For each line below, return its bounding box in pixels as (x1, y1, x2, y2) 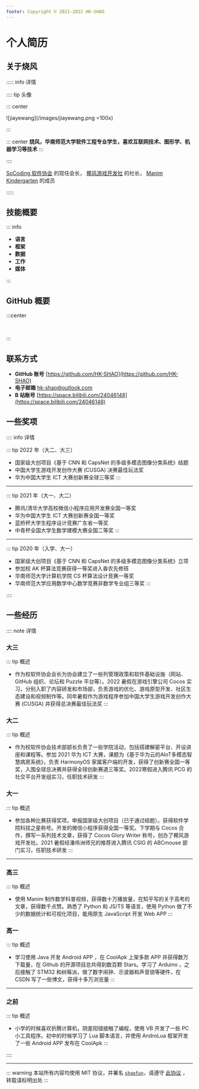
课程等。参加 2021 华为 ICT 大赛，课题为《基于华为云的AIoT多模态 (25, 751, 187, 758)
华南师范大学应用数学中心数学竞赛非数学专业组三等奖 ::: (14, 579, 151, 587)
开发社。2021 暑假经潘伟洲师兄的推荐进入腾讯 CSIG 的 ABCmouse (20, 839, 182, 846)
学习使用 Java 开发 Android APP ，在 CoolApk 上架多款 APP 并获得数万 (14, 954, 188, 961)
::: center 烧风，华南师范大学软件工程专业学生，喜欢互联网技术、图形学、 (6, 138, 185, 145)
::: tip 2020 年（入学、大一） (6, 545, 76, 552)
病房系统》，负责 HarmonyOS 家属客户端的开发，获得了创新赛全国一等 (20, 758, 191, 765)
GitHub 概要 (6, 296, 50, 306)
